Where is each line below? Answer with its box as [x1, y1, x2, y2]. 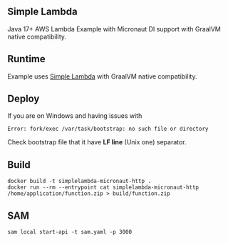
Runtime [7, 53, 46, 65]
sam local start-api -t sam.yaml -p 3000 [7, 229, 133, 236]
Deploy [7, 93, 40, 105]
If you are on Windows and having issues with [7, 111, 142, 120]
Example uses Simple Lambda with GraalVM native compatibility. [7, 71, 197, 81]
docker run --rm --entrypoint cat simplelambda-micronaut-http [7, 184, 199, 192]
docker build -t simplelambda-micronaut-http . [7, 178, 152, 185]
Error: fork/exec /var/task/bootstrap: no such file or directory [7, 125, 209, 133]
